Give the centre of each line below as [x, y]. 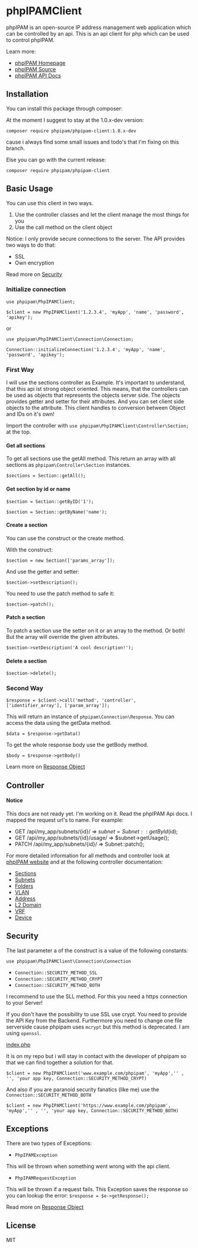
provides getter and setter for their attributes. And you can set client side [95, 402]
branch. [16, 148]
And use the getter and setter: [43, 571]
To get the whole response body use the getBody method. [77, 745]
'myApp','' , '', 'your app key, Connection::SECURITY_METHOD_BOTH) [92, 1110]
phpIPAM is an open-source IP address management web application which [99, 27]
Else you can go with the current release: [56, 160]
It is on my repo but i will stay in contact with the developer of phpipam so [96, 1056]
